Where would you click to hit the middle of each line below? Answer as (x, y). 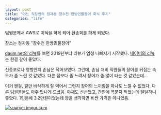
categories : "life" (25, 18)
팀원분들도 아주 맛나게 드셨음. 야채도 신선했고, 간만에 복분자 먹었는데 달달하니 (83, 92)
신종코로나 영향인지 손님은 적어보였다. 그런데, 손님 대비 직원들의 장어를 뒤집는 (78, 70)
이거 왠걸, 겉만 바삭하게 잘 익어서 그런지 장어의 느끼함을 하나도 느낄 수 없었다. (78, 86)
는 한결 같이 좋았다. (23, 59)
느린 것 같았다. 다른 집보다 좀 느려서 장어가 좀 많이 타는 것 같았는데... (83, 76)
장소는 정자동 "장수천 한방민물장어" (38, 43)
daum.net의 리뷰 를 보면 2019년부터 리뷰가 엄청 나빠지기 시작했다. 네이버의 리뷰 (80, 53)
